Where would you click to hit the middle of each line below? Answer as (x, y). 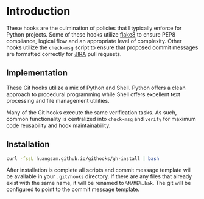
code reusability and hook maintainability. (58, 125)
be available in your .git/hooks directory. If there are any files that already (99, 176)
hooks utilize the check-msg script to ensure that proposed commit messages (102, 47)
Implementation (37, 73)
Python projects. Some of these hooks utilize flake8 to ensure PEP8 (91, 34)
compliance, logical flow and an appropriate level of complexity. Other (94, 41)
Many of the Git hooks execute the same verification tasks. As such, (92, 112)
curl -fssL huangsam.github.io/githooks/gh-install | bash (83, 159)
